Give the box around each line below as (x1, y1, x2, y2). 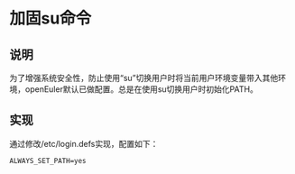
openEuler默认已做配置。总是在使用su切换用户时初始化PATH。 (24, 84, 259, 95)
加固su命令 (9, 8, 92, 29)
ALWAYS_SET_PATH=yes (9, 156, 88, 165)
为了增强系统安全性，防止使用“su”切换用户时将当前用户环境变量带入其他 (9, 73, 279, 83)
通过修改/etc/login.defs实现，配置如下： (9, 138, 159, 149)
